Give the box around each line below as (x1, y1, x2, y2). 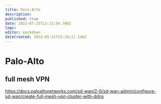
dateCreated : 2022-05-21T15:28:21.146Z (5, 35, 87, 40)
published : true (5, 16, 38, 21)
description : (5, 12, 32, 17)
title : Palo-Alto (5, 7, 41, 12)
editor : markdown (5, 30, 41, 35)
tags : (5, 26, 16, 30)
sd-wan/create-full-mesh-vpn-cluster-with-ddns (5, 93, 104, 99)
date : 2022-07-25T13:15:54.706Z (5, 21, 71, 26)
